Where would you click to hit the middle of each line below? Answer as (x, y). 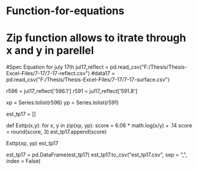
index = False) (23, 161)
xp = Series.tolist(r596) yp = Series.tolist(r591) (63, 102)
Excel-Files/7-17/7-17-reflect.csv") (48, 73)
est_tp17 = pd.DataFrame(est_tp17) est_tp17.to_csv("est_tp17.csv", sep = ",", (97, 155)
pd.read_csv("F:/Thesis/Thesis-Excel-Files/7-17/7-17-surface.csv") (88, 80)
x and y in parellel (50, 51)
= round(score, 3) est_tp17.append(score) (56, 132)
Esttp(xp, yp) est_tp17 (32, 143)
